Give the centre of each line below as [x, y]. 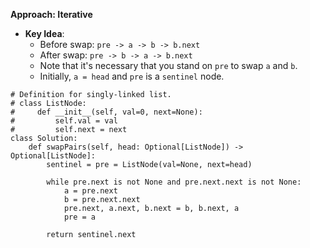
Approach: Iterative [51, 14]
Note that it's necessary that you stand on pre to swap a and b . [168, 65]
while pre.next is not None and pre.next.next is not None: [174, 182]
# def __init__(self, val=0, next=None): [106, 112]
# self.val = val [64, 121]
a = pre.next [90, 191]
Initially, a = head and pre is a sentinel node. [132, 76]
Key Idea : [44, 33]
